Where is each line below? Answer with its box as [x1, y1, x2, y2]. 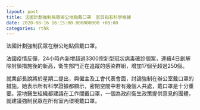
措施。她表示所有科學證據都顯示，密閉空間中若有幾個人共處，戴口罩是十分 [6, 83, 189, 90]
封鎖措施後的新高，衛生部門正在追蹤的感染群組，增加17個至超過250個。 [11, 62, 188, 70]
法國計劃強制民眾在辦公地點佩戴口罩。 [6, 42, 100, 49]
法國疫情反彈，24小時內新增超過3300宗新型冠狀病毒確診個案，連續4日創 [6, 55, 186, 62]
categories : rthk [6, 25, 49, 32]
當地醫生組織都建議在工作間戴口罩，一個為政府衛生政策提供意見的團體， [16, 90, 194, 97]
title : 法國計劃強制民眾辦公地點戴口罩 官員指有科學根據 [6, 14, 132, 20]
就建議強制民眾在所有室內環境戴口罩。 [6, 98, 100, 105]
